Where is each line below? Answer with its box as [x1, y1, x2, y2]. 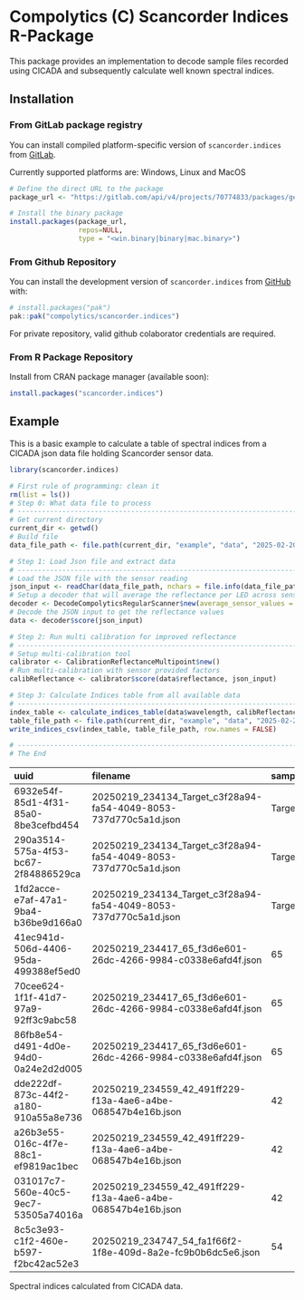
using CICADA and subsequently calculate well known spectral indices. [9, 65, 274, 76]
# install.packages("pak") [9, 304, 111, 313]
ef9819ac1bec [14, 1160, 79, 1173]
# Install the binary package [9, 209, 124, 218]
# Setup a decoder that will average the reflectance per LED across [9, 591, 278, 600]
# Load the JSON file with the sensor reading [9, 574, 188, 583]
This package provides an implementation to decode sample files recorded [9, 55, 290, 66]
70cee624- [14, 980, 66, 993]
